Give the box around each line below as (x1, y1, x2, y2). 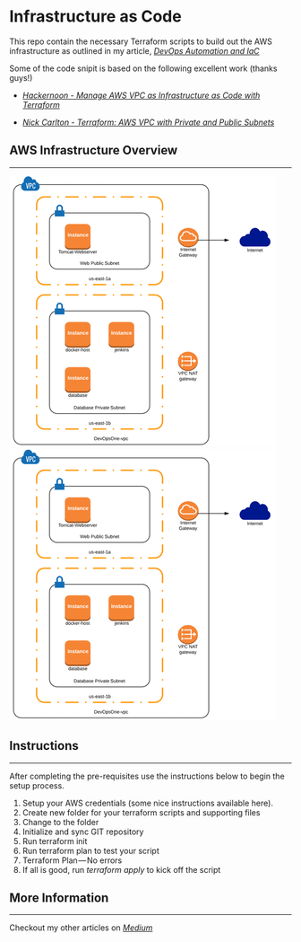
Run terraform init (21, 835, 88, 846)
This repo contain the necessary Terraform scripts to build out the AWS (9, 36, 273, 47)
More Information (9, 890, 109, 905)
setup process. (9, 779, 64, 791)
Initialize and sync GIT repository (21, 826, 144, 837)
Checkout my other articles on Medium (9, 922, 153, 933)
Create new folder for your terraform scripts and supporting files (21, 806, 261, 818)
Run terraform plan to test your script (21, 845, 159, 856)
